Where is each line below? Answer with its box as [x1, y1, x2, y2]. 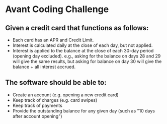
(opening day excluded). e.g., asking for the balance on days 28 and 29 [12, 53, 161, 59]
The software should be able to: [5, 78, 107, 87]
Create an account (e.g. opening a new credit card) [12, 92, 119, 98]
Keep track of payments [12, 102, 63, 108]
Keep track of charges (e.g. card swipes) [12, 97, 98, 103]
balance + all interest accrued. [12, 64, 76, 70]
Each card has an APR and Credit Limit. [12, 37, 94, 43]
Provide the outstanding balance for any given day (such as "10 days [12, 107, 155, 114]
